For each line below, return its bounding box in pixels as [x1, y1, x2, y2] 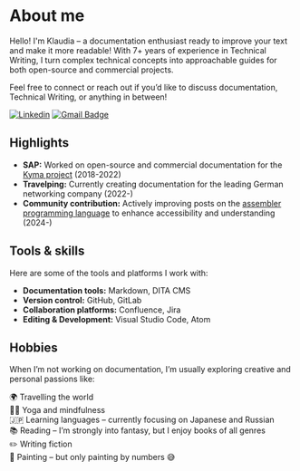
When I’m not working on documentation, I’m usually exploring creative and [9, 364, 292, 375]
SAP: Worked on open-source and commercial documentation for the [22, 159, 283, 170]
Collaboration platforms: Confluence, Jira [22, 304, 181, 315]
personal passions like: [9, 373, 95, 385]
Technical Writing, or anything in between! [9, 91, 168, 102]
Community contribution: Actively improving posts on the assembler [22, 197, 282, 208]
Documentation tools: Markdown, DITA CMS [22, 284, 191, 295]
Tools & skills [9, 244, 85, 259]
